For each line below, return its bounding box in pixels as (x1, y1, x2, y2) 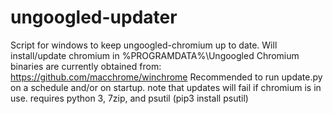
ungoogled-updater (10, 6, 178, 29)
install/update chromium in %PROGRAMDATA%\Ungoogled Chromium (10, 49, 300, 61)
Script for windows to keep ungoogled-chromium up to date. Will (10, 39, 278, 51)
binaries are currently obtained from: (10, 60, 162, 72)
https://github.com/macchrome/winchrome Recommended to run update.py (10, 71, 323, 83)
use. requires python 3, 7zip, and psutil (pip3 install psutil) (10, 92, 249, 104)
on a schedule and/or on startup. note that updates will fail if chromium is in (10, 81, 322, 93)
